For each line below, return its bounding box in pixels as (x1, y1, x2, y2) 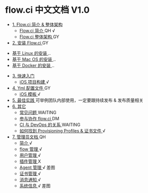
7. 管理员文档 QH (12, 134, 46, 140)
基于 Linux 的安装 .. (12, 50, 51, 56)
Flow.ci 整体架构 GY (19, 34, 60, 40)
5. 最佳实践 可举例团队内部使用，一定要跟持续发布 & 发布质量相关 (12, 97, 144, 103)
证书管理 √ (19, 171, 41, 176)
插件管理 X (19, 158, 42, 164)
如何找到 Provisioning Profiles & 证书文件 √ (19, 128, 106, 133)
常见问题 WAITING (19, 109, 57, 115)
